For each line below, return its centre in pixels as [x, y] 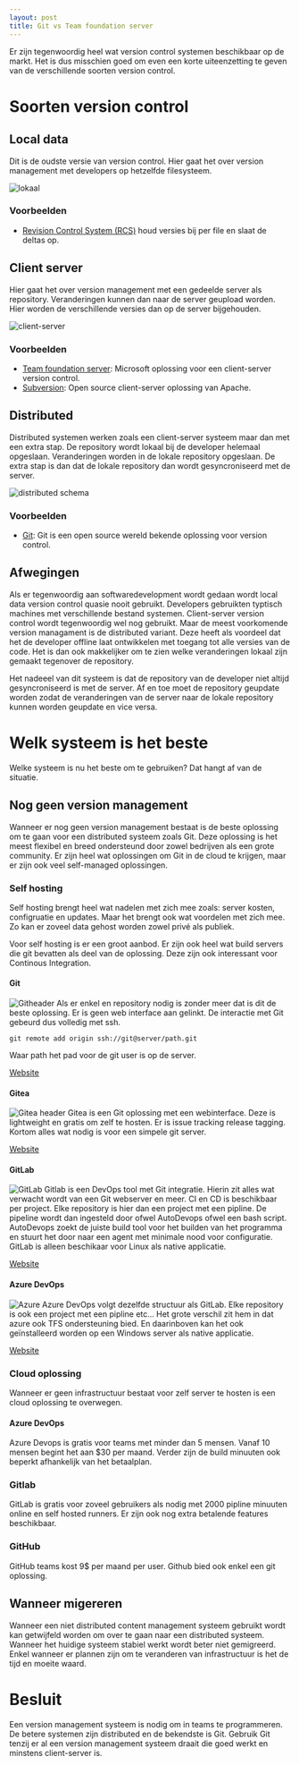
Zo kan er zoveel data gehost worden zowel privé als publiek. [122, 926]
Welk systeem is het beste [109, 743]
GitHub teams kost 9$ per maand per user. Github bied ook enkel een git [142, 1566]
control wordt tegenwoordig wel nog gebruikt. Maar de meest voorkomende [149, 623]
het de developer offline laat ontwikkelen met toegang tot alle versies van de [150, 641]
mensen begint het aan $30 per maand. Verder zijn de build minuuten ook [145, 1452]
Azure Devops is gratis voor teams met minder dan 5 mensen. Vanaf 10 [140, 1443]
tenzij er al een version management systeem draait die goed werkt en [139, 1743]
